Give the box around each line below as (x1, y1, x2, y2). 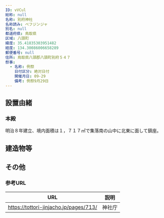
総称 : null (5, 12, 27, 17)
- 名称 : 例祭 (10, 64, 35, 69)
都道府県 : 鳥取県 (5, 31, 37, 36)
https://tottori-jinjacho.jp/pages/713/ (8, 203, 98, 210)
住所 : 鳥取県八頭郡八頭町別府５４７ (5, 54, 71, 60)
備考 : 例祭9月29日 (14, 78, 49, 84)
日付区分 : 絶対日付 (14, 69, 50, 74)
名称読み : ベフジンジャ (5, 21, 48, 27)
